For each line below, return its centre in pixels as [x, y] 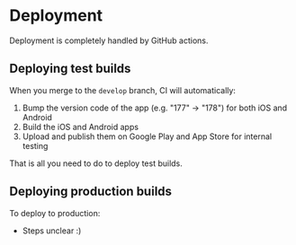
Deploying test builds [70, 69]
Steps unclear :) [52, 231]
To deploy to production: [55, 213]
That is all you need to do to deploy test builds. [96, 163]
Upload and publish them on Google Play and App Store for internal [147, 136]
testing [35, 145]
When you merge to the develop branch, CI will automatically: [123, 90]
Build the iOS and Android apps [81, 127]
